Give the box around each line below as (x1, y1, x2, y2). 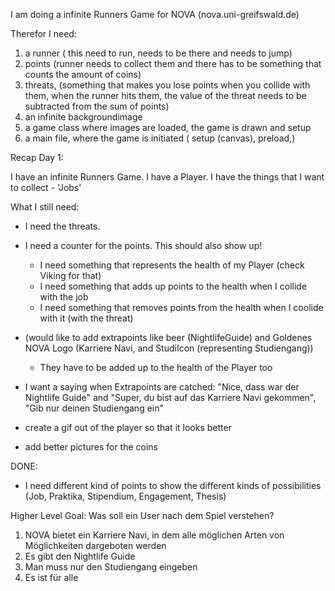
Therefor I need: (10, 28, 77, 39)
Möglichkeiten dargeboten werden (24, 540, 167, 551)
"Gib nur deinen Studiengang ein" (24, 402, 165, 414)
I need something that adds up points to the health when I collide (39, 280, 308, 292)
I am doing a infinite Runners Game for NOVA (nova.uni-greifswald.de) (10, 9, 300, 20)
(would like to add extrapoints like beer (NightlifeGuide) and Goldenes (24, 332, 313, 343)
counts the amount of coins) (24, 69, 142, 80)
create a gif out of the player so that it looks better (24, 422, 232, 433)
